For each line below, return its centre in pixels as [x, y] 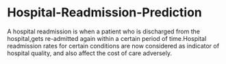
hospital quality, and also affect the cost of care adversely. [90, 53]
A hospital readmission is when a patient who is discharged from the [104, 31]
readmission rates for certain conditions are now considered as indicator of [113, 46]
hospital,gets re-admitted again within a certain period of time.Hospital [107, 38]
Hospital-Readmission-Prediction [104, 13]
